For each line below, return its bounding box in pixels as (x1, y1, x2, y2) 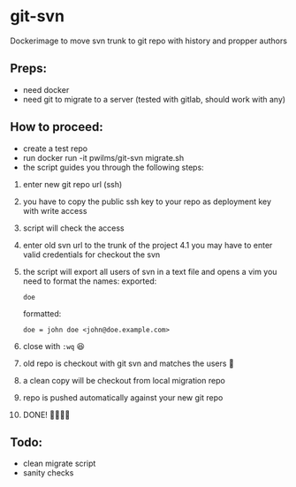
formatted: (22, 308, 62, 319)
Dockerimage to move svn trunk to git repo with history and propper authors (10, 35, 288, 46)
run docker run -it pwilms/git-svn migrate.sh (22, 152, 185, 163)
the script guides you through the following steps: (22, 162, 204, 172)
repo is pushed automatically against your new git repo (22, 392, 224, 403)
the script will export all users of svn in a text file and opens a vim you (22, 266, 277, 277)
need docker (22, 84, 70, 95)
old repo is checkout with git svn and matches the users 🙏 (22, 358, 235, 369)
